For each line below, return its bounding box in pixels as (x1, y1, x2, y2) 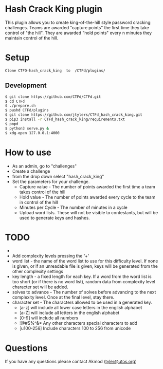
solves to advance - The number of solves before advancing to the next (12, 289, 156, 295)
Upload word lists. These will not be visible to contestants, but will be (19, 209, 158, 215)
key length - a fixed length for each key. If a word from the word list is (12, 274, 152, 279)
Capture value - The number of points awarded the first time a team (19, 184, 156, 189)
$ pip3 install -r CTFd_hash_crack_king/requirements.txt (5, 117, 125, 122)
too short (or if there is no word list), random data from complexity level (12, 279, 156, 285)
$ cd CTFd (5, 99, 25, 104)
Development (5, 81, 47, 90)
